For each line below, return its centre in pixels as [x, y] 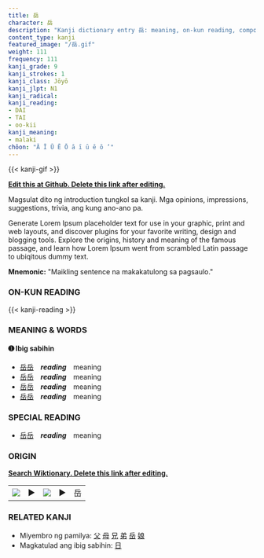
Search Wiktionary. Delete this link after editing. [88, 473]
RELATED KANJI [40, 517]
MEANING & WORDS [48, 329]
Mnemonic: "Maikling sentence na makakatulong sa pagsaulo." [111, 272]
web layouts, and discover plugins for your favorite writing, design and [122, 232]
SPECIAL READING [44, 417]
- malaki [22, 139]
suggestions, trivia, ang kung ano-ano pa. [76, 208]
